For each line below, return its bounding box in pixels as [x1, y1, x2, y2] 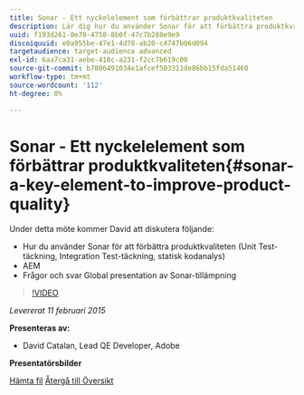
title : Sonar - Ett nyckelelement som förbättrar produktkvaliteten [9, 13, 273, 23]
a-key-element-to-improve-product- [9, 174, 291, 195]
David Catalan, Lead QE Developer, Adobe [22, 341, 181, 352]
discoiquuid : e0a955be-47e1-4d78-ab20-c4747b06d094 [9, 38, 208, 48]
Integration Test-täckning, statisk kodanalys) [59, 251, 226, 262]
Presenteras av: [9, 323, 71, 333]
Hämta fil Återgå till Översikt [9, 375, 114, 386]
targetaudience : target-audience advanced [9, 47, 172, 56]
